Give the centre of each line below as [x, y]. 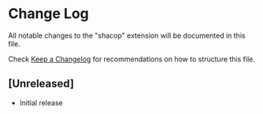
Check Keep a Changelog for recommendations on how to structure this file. [132, 59]
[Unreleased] [41, 84]
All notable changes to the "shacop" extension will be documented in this [127, 35]
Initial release [41, 102]
